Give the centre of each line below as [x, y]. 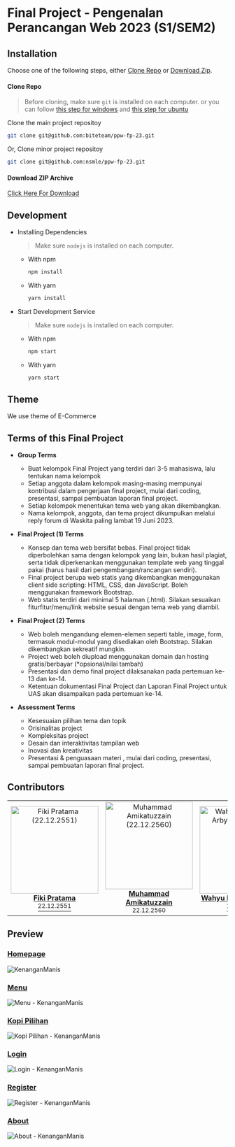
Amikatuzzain [149, 902]
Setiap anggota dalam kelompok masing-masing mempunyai [115, 483]
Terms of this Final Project [65, 438]
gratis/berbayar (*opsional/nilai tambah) [85, 664]
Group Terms [37, 455]
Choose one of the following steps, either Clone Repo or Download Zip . [110, 70]
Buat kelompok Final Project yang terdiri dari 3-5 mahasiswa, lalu [121, 469]
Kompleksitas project [58, 736]
